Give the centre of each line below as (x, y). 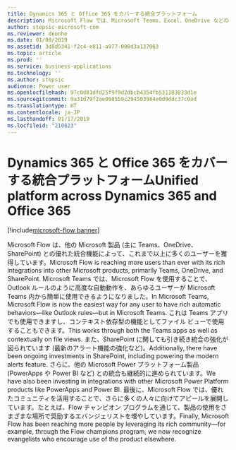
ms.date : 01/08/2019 (38, 40)
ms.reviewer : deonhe (38, 34)
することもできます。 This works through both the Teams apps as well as (112, 331)
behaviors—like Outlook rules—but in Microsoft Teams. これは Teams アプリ (118, 313)
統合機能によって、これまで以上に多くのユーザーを (147, 254)
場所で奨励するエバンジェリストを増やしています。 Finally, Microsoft (130, 416)
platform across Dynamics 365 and (112, 196)
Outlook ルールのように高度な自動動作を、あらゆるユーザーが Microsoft (111, 288)
